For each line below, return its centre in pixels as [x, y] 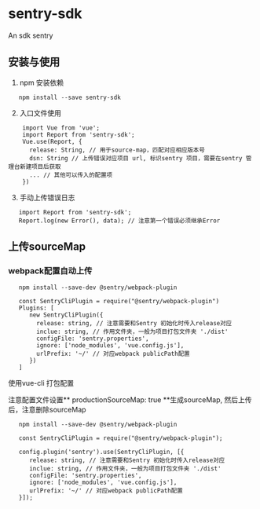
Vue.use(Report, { [52, 141]
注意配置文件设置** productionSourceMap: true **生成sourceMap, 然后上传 [130, 400]
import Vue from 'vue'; [61, 128]
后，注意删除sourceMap [47, 410]
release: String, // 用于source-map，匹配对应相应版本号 [117, 150]
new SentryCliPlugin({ [66, 315]
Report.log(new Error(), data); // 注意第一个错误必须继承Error [119, 221]
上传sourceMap [47, 247]
